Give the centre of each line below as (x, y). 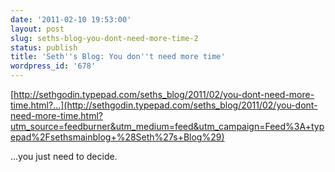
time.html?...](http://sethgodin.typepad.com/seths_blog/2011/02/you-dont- (164, 105)
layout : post (37, 29)
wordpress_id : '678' (53, 66)
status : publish (44, 47)
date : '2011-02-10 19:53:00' (71, 19)
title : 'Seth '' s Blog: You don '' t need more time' (118, 57)
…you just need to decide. (64, 156)
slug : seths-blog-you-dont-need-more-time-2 (104, 38)
